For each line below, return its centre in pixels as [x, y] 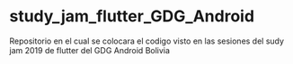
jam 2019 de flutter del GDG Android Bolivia [90, 50]
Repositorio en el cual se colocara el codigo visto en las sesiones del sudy [147, 41]
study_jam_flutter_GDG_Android [132, 16]
